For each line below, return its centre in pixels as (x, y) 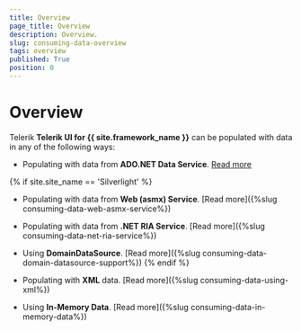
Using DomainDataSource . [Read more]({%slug (111, 253)
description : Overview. (54, 34)
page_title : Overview (50, 26)
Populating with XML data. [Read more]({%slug (110, 280)
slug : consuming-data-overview (68, 43)
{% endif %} (167, 263)
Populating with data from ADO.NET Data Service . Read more (137, 164)
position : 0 (31, 68)
